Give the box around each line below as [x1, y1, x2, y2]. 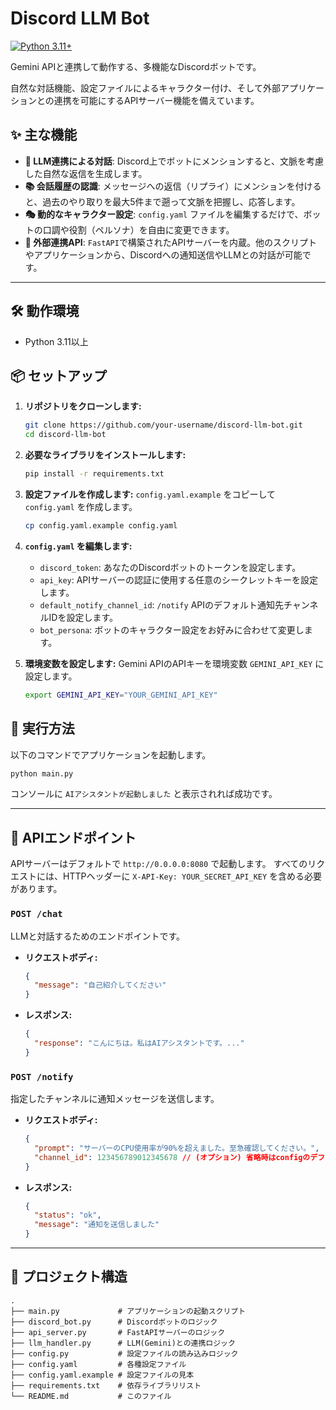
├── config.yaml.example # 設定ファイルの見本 [10, 1370, 195, 1380]
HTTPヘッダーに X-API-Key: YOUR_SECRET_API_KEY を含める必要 [62, 870, 323, 882]
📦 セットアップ [10, 367, 108, 384]
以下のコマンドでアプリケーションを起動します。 [10, 748, 212, 761]
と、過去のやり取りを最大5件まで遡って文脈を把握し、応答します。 [24, 195, 301, 207]
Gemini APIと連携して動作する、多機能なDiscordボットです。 [10, 60, 262, 72]
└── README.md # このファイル [10, 1391, 172, 1401]
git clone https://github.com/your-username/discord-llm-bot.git [24, 420, 303, 431]
